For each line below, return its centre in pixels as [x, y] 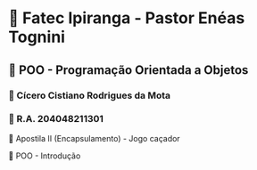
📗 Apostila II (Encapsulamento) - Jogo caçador [94, 138]
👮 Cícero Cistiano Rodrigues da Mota [90, 95]
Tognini [37, 37]
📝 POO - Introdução [45, 156]
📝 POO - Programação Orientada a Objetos [128, 70]
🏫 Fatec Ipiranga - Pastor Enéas [127, 18]
